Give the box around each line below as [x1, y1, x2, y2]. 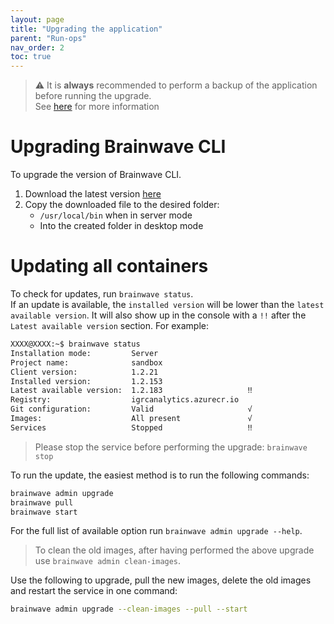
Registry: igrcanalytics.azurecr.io [10, 395, 240, 405]
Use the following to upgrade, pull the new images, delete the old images [10, 574, 312, 586]
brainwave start [10, 507, 78, 517]
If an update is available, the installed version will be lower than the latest [10, 299, 325, 310]
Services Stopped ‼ [10, 422, 253, 433]
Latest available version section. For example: [10, 320, 209, 331]
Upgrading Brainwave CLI [10, 136, 227, 158]
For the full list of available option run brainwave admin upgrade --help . [10, 525, 303, 537]
